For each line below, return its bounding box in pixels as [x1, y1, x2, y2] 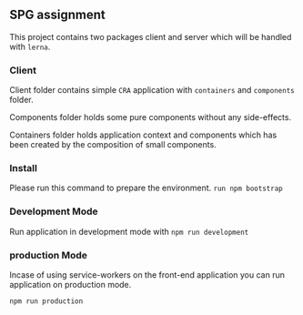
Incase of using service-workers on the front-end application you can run [9, 269, 285, 280]
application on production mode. [9, 279, 132, 290]
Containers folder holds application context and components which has [9, 129, 278, 140]
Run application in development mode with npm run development [9, 226, 249, 237]
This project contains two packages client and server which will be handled [9, 31, 292, 42]
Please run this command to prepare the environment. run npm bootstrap [9, 182, 284, 194]
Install [9, 162, 38, 175]
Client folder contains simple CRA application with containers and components [9, 85, 295, 96]
